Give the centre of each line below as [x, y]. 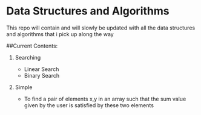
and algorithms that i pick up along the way [60, 34]
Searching [28, 57]
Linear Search [41, 69]
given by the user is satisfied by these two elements [89, 105]
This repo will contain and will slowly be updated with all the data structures [101, 28]
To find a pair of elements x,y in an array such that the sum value [105, 99]
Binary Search [42, 75]
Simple [24, 87]
